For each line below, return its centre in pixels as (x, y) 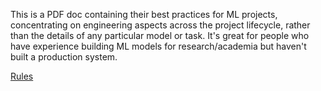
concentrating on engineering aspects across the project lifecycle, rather (160, 25)
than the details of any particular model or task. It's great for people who (160, 35)
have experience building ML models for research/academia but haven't (158, 46)
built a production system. (64, 57)
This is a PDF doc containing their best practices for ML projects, (144, 14)
